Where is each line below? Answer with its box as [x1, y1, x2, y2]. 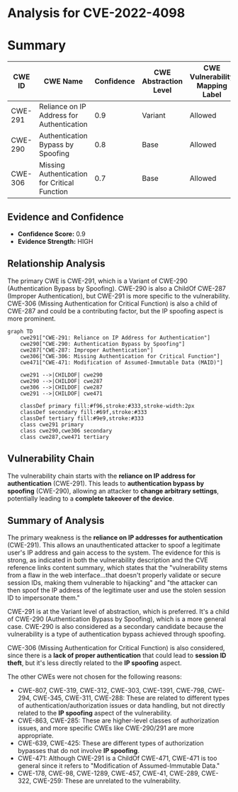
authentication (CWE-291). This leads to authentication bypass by [7, 479, 204, 487]
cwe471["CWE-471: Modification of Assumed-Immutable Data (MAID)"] [20, 359, 223, 366]
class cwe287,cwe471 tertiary [20, 433, 110, 440]
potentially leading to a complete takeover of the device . [7, 494, 175, 503]
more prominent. [7, 314, 56, 323]
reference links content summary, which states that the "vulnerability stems [7, 564, 228, 572]
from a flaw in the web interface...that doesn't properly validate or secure [7, 571, 222, 579]
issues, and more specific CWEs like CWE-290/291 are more [17, 724, 195, 732]
